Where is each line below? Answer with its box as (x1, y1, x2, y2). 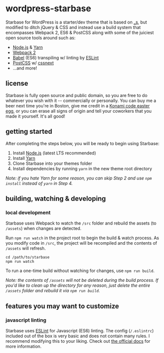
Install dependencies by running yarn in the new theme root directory (12, 165, 152, 172)
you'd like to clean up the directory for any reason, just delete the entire (5, 282, 150, 288)
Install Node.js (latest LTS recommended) (12, 150, 96, 156)
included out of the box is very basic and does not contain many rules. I (5, 333, 150, 339)
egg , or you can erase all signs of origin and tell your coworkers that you (5, 108, 152, 114)
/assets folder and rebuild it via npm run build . (5, 288, 100, 294)
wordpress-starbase (5, 3, 92, 14)
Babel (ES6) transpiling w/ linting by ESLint (12, 54, 99, 60)
